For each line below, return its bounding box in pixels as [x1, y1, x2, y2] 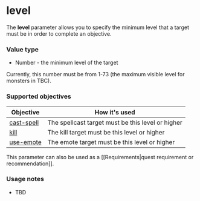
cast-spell [9, 118, 39, 127]
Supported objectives [6, 92, 71, 100]
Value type [6, 45, 39, 53]
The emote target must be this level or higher [47, 137, 175, 146]
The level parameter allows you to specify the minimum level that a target [6, 24, 189, 31]
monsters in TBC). [6, 77, 51, 85]
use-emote [9, 137, 42, 146]
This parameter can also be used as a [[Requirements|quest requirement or [6, 153, 194, 160]
